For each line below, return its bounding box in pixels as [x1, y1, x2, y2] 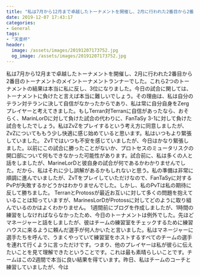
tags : [6, 31, 20, 37]
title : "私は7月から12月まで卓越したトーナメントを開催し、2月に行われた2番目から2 [6, 8, 190, 15]
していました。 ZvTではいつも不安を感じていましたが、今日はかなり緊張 [6, 137, 184, 144]
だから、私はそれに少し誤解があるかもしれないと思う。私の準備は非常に [16, 167, 194, 174]
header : [6, 42, 26, 48]
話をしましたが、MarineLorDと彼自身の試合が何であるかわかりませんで [6, 159, 181, 167]
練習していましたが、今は [6, 263, 69, 271]
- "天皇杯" [6, 36, 31, 42]
